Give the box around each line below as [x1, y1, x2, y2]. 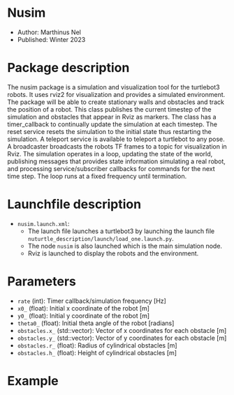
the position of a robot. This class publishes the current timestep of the [7, 105, 212, 113]
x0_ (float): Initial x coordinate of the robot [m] [17, 304, 150, 312]
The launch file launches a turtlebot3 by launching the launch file [27, 227, 215, 235]
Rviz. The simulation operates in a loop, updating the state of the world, [7, 149, 213, 158]
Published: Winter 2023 [17, 35, 86, 43]
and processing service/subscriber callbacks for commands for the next [7, 164, 215, 172]
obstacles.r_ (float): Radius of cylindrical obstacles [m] [17, 341, 177, 350]
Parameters [7, 274, 77, 289]
